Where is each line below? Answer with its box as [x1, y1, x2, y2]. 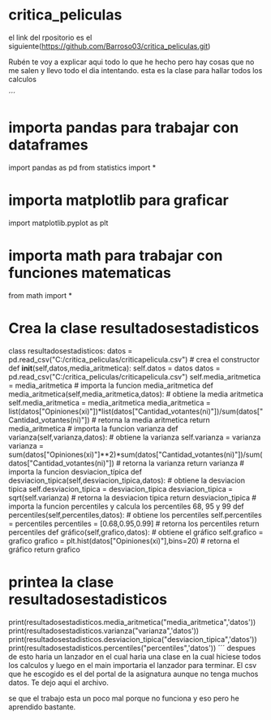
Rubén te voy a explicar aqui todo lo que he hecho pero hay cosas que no [8, 57, 255, 67]
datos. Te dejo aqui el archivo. [8, 677, 110, 687]
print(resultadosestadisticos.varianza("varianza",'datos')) [8, 626, 200, 635]
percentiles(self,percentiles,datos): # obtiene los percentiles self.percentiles [8, 510, 262, 519]
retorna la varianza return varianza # [123, 458, 245, 468]
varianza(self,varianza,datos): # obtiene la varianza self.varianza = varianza [8, 432, 261, 442]
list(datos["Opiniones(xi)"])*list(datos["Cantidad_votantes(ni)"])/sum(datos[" [8, 406, 264, 416]
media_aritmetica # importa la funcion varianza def [8, 423, 179, 433]
